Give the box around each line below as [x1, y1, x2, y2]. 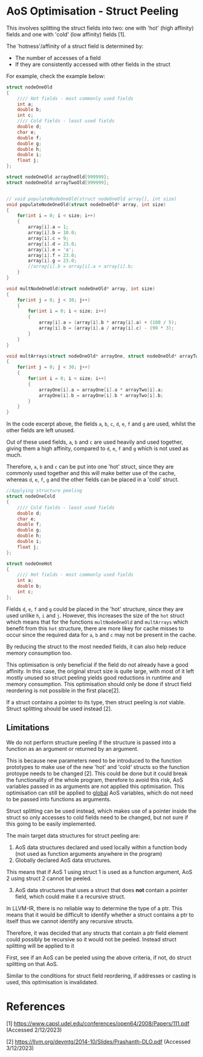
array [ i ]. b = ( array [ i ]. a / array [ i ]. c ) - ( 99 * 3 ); [38, 325, 175, 332]
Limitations [6, 722, 50, 733]
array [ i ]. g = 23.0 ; [28, 258, 77, 264]
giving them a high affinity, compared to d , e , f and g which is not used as [6, 445, 189, 452]
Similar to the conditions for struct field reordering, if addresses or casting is [6, 972, 196, 979]
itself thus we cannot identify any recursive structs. [6, 917, 134, 925]
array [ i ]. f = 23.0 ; [28, 252, 77, 258]
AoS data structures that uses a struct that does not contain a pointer [14, 886, 188, 893]
